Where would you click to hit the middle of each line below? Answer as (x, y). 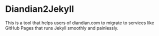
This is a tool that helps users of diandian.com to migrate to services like (80, 23)
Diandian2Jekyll (39, 9)
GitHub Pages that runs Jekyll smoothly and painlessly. (62, 28)
